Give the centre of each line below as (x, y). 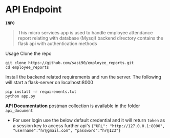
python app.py (20, 96)
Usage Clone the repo (28, 53)
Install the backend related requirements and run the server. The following (83, 77)
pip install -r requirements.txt (41, 92)
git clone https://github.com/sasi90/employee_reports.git (70, 63)
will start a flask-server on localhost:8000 (49, 82)
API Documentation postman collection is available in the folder (73, 106)
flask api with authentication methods (57, 43)
